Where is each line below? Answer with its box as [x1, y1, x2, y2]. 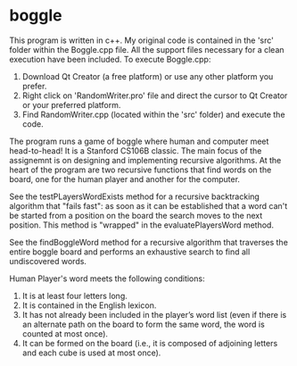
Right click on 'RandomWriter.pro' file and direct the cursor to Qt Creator [21, 90, 288, 101]
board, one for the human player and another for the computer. [9, 173, 241, 184]
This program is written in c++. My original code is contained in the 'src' [9, 35, 275, 46]
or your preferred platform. [21, 99, 121, 110]
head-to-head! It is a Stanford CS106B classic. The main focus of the [9, 145, 262, 156]
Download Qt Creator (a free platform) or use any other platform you [21, 71, 274, 81]
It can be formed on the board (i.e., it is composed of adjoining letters [21, 337, 278, 348]
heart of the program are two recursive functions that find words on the [9, 164, 272, 175]
